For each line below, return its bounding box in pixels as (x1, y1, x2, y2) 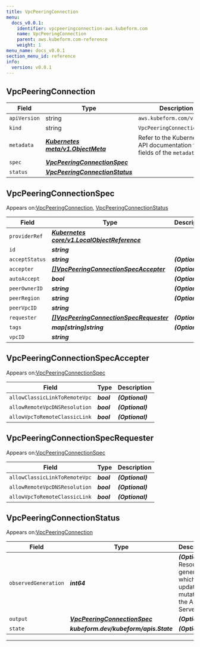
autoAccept (9, 275, 40, 282)
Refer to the (137, 134, 171, 142)
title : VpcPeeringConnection (6, 8, 79, 15)
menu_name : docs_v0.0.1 (6, 48, 65, 54)
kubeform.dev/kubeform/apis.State (70, 625, 173, 633)
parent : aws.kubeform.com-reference (17, 36, 108, 42)
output (9, 616, 28, 623)
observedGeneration (9, 580, 64, 587)
